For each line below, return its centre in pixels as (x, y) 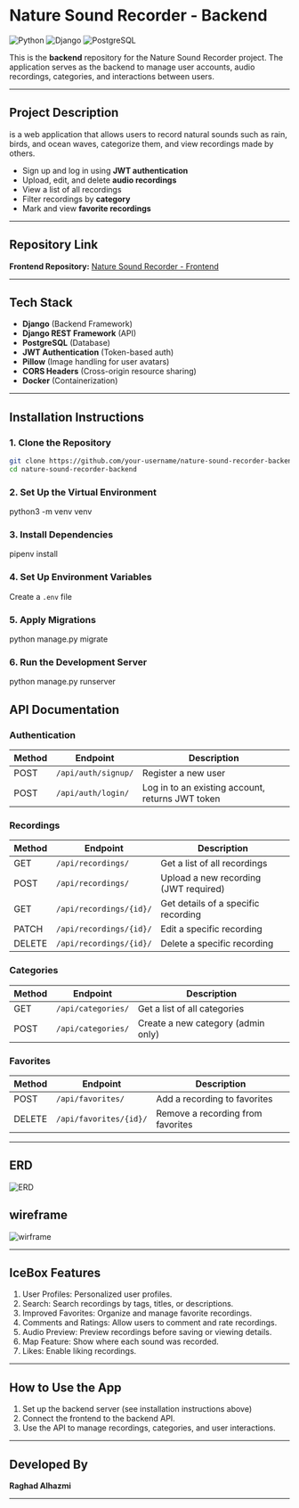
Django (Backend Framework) (77, 324)
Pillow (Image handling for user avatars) (96, 362)
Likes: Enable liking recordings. (79, 1351)
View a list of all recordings (72, 189)
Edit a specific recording (211, 930)
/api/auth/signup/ (95, 773)
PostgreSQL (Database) (66, 343)
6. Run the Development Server (78, 662)
